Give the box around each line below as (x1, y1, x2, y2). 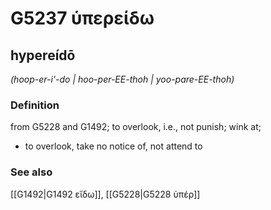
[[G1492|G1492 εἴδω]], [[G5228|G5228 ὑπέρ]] (10, 188, 201, 200)
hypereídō (10, 47, 76, 64)
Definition (10, 98, 60, 112)
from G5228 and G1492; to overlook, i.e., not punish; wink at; (10, 121, 262, 133)
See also (10, 165, 53, 179)
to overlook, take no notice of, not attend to (24, 140, 203, 152)
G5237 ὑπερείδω (10, 7, 155, 30)
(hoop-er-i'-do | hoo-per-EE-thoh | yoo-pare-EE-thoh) (10, 73, 235, 85)
